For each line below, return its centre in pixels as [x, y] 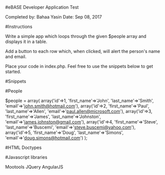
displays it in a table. [26, 41]
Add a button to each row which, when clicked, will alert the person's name [83, 51]
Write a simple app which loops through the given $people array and [76, 36]
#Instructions [19, 26]
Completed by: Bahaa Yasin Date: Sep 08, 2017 [53, 17]
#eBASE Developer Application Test [42, 7]
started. [13, 71]
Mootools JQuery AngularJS [34, 167]
